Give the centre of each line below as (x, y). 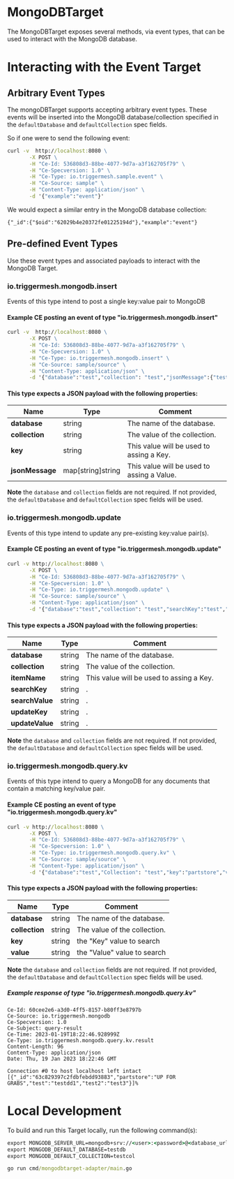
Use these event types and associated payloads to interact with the (104, 261)
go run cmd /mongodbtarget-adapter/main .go (70, 1169)
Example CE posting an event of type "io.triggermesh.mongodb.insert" (112, 317)
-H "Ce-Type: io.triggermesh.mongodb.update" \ (99, 590)
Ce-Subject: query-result (45, 1028)
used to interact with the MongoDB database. (72, 38)
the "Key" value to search (118, 941)
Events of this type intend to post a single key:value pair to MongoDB (106, 302)
